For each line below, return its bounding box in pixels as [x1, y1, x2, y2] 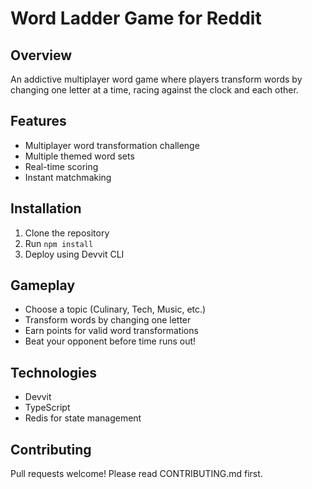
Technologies [10, 364, 98, 381]
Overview [10, 47, 73, 64]
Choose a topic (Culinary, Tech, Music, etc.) [24, 303, 207, 316]
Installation [10, 200, 82, 217]
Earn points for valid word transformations [24, 325, 199, 337]
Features [10, 113, 67, 130]
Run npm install [24, 237, 94, 249]
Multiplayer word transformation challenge [24, 139, 200, 151]
